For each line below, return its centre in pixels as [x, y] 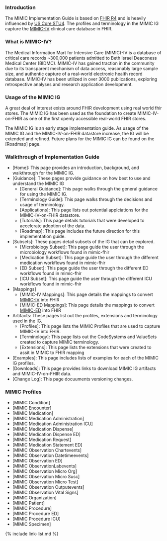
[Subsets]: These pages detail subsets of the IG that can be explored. [83, 242]
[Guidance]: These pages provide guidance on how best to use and [81, 179]
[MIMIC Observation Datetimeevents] [50, 455]
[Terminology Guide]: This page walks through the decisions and [86, 199]
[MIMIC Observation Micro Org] [45, 471]
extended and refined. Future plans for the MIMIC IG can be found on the [80, 139]
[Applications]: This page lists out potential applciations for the [84, 210]
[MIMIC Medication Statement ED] [47, 445]
